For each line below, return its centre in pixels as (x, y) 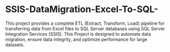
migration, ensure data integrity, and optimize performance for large (76, 39)
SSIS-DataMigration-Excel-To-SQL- (82, 9)
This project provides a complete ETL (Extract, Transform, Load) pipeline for (85, 23)
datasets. (15, 44)
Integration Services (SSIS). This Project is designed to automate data (78, 34)
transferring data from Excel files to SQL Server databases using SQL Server (85, 28)
